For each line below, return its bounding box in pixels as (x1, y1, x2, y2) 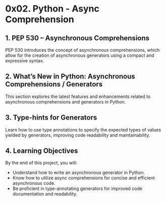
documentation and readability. (12, 191, 77, 197)
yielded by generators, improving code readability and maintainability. (5, 132, 150, 138)
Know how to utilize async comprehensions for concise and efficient (12, 175, 155, 181)
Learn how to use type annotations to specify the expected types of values (5, 127, 161, 133)
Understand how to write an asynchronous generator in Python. (12, 169, 145, 176)
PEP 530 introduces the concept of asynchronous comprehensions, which (5, 47, 160, 53)
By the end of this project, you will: (5, 160, 77, 166)
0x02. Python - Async (5, 3, 99, 15)
